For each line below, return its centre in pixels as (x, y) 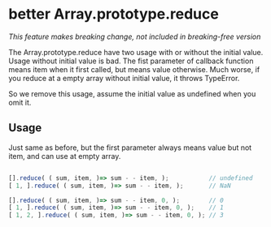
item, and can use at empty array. (65, 156)
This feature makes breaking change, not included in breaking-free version (135, 36)
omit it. (20, 102)
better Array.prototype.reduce (114, 14)
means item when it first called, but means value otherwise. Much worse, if (134, 69)
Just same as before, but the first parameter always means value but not (130, 148)
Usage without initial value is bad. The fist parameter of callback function (131, 61)
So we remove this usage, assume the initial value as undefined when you (132, 93)
